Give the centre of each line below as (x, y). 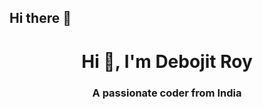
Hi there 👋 (40, 18)
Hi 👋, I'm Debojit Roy (167, 61)
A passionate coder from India (167, 93)
